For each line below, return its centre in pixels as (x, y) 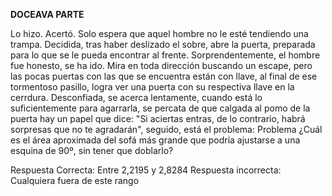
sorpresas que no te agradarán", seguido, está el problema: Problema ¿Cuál (166, 129)
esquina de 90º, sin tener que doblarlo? (92, 150)
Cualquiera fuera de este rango (75, 180)
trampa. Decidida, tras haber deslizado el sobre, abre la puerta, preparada (163, 44)
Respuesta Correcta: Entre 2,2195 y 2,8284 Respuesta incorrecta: (146, 170)
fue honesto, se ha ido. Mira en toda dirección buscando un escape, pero (161, 65)
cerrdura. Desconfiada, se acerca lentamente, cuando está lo (136, 97)
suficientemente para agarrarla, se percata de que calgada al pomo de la (160, 108)
